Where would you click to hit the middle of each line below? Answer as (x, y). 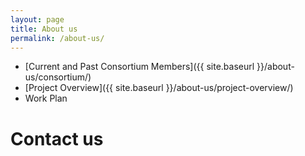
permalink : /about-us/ (57, 38)
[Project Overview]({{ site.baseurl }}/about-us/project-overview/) (159, 88)
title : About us (44, 29)
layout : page (37, 19)
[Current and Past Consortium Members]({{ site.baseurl (139, 67)
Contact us (57, 138)
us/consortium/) (58, 77)
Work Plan (46, 98)
